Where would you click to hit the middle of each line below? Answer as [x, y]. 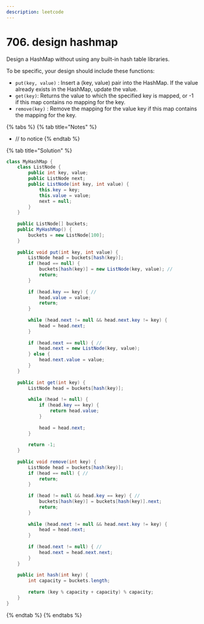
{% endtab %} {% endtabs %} [44, 615]
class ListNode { [39, 167]
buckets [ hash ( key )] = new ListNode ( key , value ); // [106, 269]
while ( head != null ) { [58, 400]
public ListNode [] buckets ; [53, 224]
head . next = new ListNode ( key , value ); [89, 349]
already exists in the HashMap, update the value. [76, 89]
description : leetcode [35, 12]
